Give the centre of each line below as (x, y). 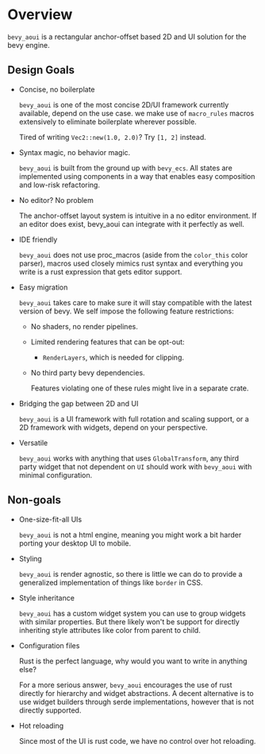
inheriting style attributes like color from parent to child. (110, 630)
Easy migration (43, 287)
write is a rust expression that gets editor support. (100, 271)
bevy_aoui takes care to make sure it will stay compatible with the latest (135, 302)
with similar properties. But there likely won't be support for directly (129, 621)
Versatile (33, 442)
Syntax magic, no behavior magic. (75, 152)
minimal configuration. (56, 475)
